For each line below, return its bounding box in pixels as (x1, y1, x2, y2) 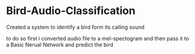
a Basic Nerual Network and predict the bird (6, 41, 114, 48)
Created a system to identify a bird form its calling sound (6, 23, 145, 31)
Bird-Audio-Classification (6, 4, 136, 18)
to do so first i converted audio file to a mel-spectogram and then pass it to (6, 35, 190, 42)
